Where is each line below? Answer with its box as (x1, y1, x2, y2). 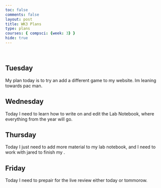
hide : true (5, 36, 28, 41)
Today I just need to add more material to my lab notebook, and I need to (5, 144, 156, 150)
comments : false (5, 12, 39, 17)
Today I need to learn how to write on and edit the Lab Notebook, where (5, 110, 154, 116)
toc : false (5, 7, 28, 13)
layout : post (5, 17, 33, 22)
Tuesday (5, 64, 33, 73)
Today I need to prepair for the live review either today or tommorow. (5, 177, 147, 183)
